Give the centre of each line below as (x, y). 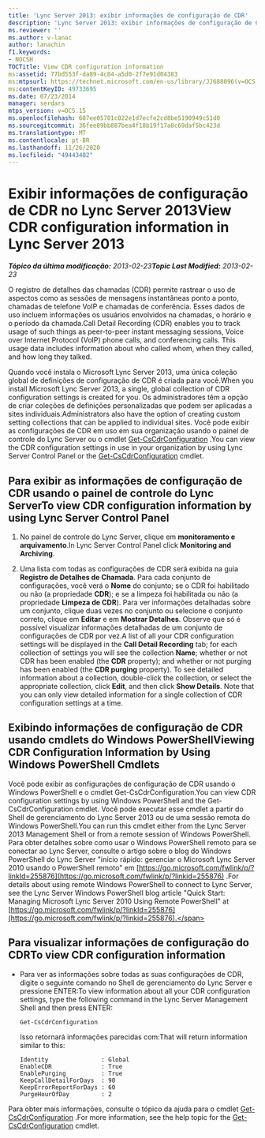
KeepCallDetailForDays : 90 (67, 1080)
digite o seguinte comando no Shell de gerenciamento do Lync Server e (136, 983)
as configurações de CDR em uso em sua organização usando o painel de (129, 431)
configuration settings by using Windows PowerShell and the (107, 800)
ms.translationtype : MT (47, 133)
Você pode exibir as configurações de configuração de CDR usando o (122, 784)
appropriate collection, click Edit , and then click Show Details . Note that (137, 686)
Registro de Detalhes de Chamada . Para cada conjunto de (115, 577)
